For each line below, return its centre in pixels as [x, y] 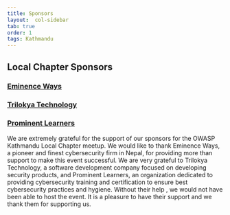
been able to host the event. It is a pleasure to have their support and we [110, 196]
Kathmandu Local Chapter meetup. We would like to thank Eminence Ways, [114, 146]
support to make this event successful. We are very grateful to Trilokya [107, 160]
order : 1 [20, 33]
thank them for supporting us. [49, 204]
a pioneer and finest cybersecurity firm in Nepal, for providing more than [110, 152]
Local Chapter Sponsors [60, 67]
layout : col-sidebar [38, 20]
